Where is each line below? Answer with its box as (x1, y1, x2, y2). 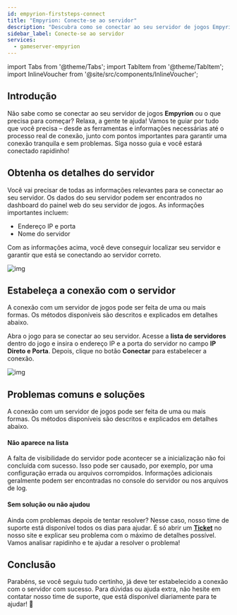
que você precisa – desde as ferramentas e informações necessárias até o (7, 124, 224, 133)
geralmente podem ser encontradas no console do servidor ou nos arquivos (7, 477, 229, 485)
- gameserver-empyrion (13, 43, 80, 50)
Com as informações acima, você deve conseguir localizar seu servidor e (7, 243, 221, 251)
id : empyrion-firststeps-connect (7, 10, 106, 18)
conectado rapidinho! (7, 146, 70, 155)
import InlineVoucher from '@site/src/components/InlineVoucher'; (7, 70, 199, 78)
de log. (7, 484, 28, 492)
